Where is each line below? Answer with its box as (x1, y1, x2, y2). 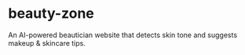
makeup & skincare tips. (8, 38, 86, 47)
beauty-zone (8, 5, 94, 22)
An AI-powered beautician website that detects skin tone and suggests (8, 30, 238, 40)
